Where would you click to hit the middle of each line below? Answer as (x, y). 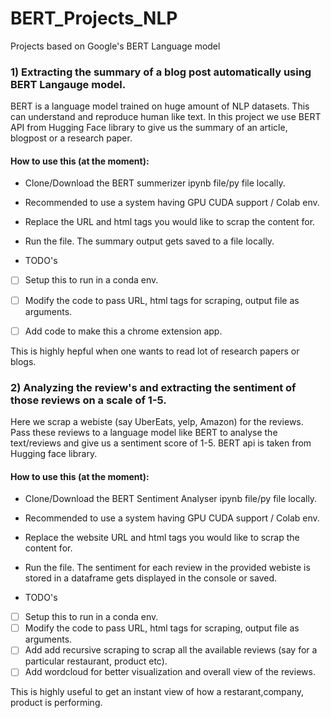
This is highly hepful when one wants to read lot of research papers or (155, 351)
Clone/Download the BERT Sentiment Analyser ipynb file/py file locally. (171, 499)
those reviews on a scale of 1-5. (88, 400)
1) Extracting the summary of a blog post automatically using (161, 72)
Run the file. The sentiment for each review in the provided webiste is (167, 568)
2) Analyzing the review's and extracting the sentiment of (153, 387)
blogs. (23, 361)
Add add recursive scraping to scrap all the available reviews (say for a (171, 650)
